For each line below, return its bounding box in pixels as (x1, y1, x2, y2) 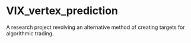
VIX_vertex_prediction (6, 4, 119, 18)
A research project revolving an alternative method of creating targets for (6, 24, 185, 31)
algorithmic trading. (6, 29, 55, 37)
